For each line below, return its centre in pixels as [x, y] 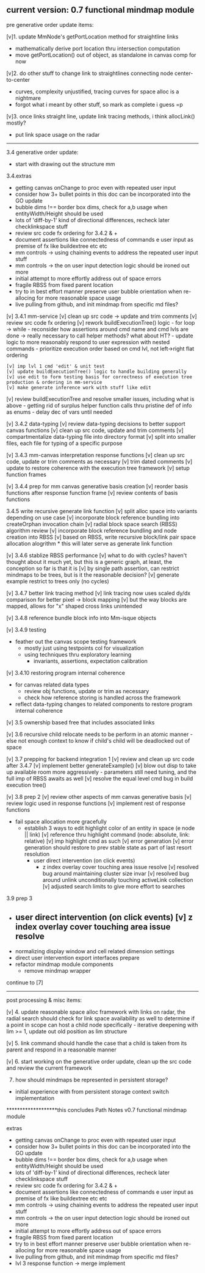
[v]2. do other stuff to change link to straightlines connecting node [90, 73]
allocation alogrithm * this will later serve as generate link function [89, 543]
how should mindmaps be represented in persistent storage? [92, 1080]
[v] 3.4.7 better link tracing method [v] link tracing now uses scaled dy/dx [99, 593]
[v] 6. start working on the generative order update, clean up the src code [99, 1061]
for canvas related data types [52, 684]
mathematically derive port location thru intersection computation [97, 48]
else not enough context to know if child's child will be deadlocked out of [98, 740]
